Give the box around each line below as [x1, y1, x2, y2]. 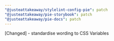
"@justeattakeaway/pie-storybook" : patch [4, 12, 92, 17]
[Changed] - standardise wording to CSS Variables [4, 30, 109, 36]
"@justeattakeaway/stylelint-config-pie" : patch [4, 7, 108, 12]
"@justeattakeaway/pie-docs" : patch [4, 16, 81, 21]
